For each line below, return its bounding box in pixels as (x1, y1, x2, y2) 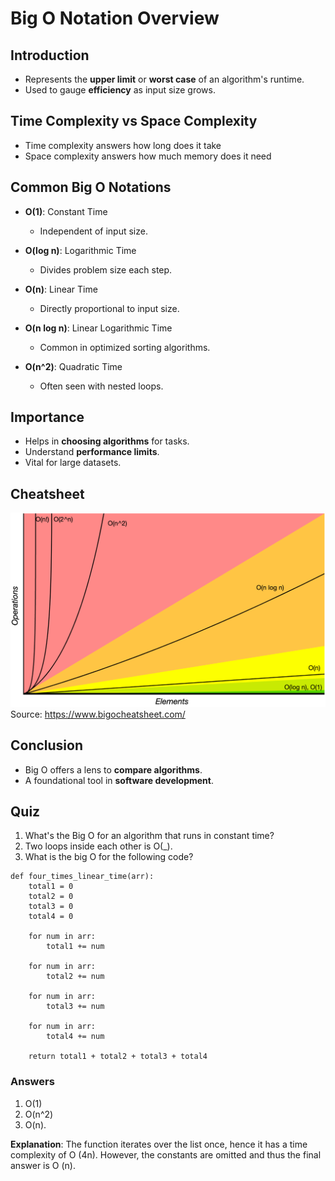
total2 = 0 (28, 892, 74, 902)
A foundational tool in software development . (24, 774, 214, 786)
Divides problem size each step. (39, 263, 173, 276)
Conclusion (10, 737, 84, 754)
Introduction (10, 47, 90, 64)
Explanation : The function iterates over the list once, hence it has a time (10, 1138, 308, 1150)
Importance (10, 409, 85, 426)
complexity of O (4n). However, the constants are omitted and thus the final (10, 1148, 322, 1161)
